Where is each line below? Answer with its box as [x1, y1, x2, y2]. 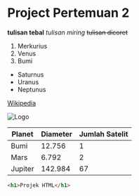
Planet [11, 129, 34, 138]
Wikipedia [7, 98, 37, 107]
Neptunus [17, 85, 46, 93]
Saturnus [17, 70, 44, 79]
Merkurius [17, 41, 48, 50]
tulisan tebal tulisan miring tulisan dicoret [7, 28, 128, 37]
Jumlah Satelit [79, 129, 128, 138]
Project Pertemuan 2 [7, 5, 130, 21]
